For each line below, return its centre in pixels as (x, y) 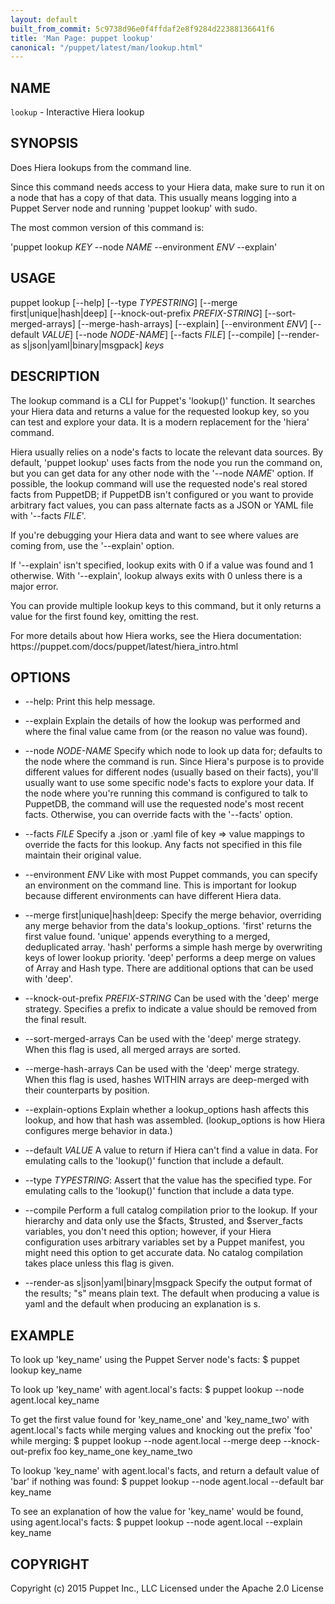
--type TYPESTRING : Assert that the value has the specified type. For (168, 1180)
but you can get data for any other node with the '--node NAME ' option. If (162, 473)
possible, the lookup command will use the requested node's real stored (159, 483)
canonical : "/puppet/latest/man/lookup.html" (106, 47)
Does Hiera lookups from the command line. (101, 167)
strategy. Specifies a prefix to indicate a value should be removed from (171, 1009)
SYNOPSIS (44, 143)
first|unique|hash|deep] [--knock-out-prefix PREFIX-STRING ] (136, 313)
